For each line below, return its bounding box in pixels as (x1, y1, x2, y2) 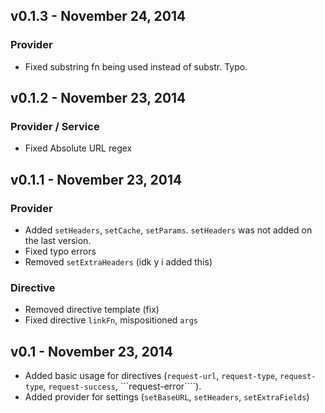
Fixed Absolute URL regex (24, 142, 133, 154)
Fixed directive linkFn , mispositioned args (24, 314, 198, 326)
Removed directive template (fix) (24, 304, 160, 316)
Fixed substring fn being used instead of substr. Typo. (24, 60, 248, 73)
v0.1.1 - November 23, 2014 (10, 171, 183, 188)
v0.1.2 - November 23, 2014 (10, 90, 187, 107)
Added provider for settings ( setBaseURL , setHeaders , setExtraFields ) (24, 391, 310, 403)
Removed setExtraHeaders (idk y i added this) (24, 256, 213, 268)
